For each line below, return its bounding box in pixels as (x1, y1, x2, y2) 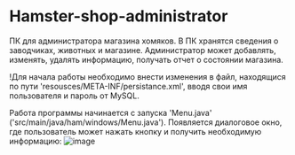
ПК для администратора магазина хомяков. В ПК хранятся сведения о (9, 35, 279, 46)
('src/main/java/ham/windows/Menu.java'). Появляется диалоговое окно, (9, 117, 283, 128)
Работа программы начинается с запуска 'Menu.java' (9, 107, 212, 118)
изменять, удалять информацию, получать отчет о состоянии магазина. (9, 54, 284, 65)
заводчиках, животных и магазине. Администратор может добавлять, (9, 44, 277, 55)
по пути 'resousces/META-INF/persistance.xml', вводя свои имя (9, 81, 248, 91)
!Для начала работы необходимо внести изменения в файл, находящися (9, 71, 286, 81)
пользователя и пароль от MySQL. (9, 90, 140, 101)
